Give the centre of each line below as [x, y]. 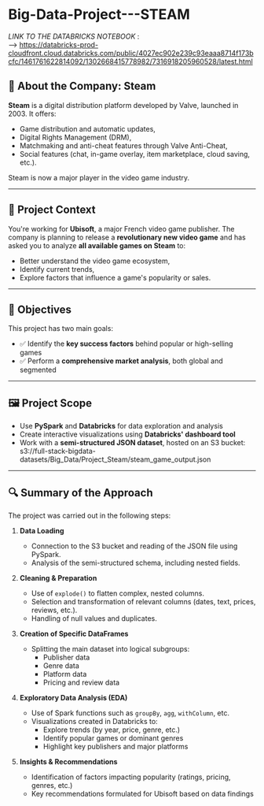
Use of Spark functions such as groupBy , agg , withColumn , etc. [130, 713]
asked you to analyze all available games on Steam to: [97, 245]
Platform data [65, 674]
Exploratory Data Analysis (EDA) [73, 698]
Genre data [61, 666]
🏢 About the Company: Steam [82, 86]
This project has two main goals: [61, 329]
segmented [38, 370]
